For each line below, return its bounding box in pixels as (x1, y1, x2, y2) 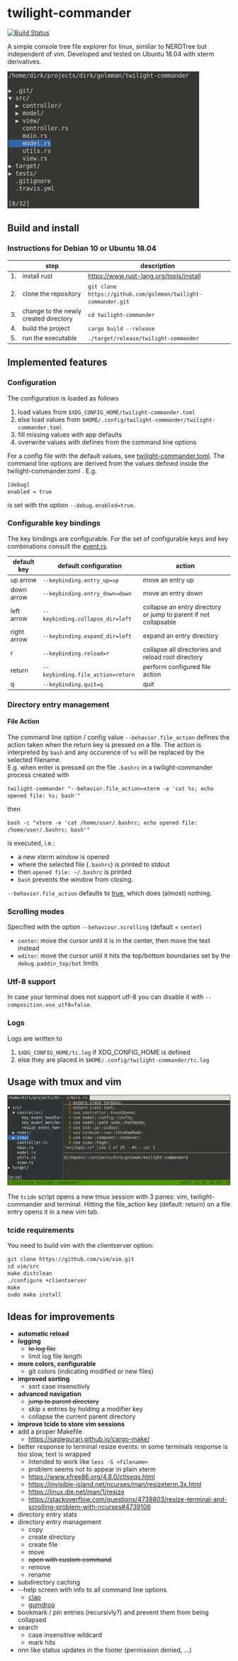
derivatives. (7, 57, 42, 65)
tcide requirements (7, 1225, 74, 1235)
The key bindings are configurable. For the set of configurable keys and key (7, 534, 229, 543)
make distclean (7, 1270, 52, 1277)
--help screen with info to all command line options (17, 1585, 167, 1594)
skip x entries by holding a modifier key (28, 1404, 143, 1413)
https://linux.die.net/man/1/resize (28, 1487, 125, 1496)
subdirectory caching (17, 1577, 80, 1586)
